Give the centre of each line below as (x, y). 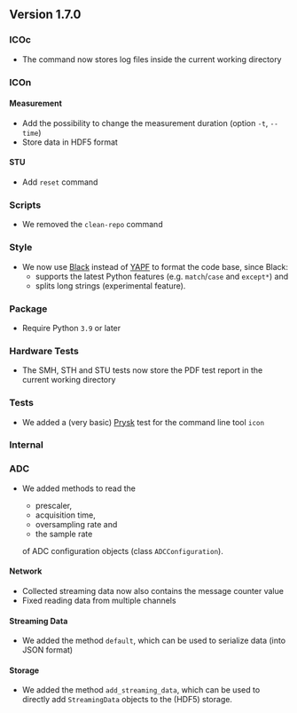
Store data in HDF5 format (70, 142)
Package (28, 308)
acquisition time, (65, 515)
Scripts (25, 205)
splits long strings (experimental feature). (110, 285)
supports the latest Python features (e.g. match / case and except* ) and (162, 276)
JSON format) (47, 650)
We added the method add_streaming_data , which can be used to (141, 690)
